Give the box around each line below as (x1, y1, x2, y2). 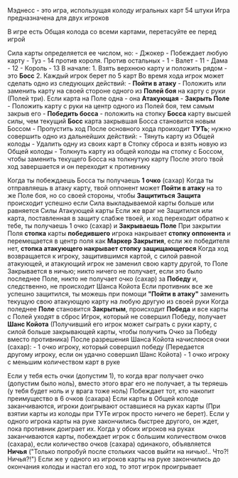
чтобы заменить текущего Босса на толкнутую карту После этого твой (7, 155, 224, 163)
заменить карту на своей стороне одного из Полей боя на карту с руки (7, 87, 226, 95)
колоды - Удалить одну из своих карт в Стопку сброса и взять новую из (7, 140, 227, 148)
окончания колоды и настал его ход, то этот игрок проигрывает (7, 462, 202, 471)
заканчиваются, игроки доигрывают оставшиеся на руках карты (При (7, 402, 220, 410)
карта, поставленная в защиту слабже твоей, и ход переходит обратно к (7, 214, 229, 222)
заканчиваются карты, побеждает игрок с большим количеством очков (7, 432, 227, 440)
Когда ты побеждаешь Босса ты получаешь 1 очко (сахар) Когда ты (7, 176, 214, 185)
